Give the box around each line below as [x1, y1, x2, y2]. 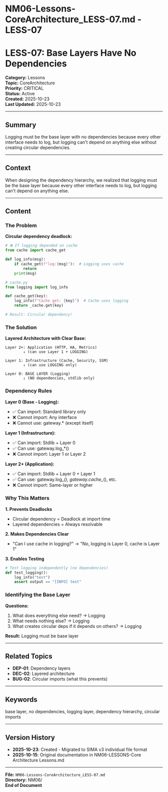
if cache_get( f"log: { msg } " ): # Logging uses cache [14, 261, 124, 267]
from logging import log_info [5, 285, 68, 290]
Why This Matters [5, 495, 50, 502]
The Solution [5, 324, 37, 331]
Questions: [5, 603, 29, 609]
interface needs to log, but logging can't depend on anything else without [5, 139, 156, 145]
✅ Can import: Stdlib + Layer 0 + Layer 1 [12, 470, 95, 477]
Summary [5, 120, 36, 129]
